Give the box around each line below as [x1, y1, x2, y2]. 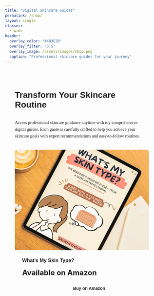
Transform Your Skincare [15, 90, 116, 100]
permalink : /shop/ [5, 13, 42, 18]
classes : [5, 23, 23, 28]
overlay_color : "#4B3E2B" [9, 39, 62, 44]
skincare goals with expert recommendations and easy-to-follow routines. [15, 134, 140, 139]
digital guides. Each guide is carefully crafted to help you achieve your [15, 127, 135, 132]
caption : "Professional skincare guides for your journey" [9, 54, 132, 59]
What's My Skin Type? [22, 257, 75, 263]
